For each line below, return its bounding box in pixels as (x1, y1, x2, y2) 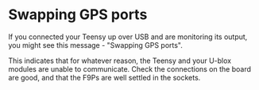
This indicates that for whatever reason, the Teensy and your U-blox (8, 56, 232, 65)
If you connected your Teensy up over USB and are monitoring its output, (8, 32, 248, 41)
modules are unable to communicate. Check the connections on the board (8, 64, 252, 73)
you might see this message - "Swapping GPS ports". (8, 40, 183, 49)
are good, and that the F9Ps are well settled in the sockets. (8, 72, 201, 82)
